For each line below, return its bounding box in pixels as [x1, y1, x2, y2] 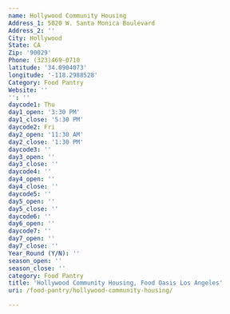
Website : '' [8, 85, 48, 94]
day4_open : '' [8, 175, 56, 184]
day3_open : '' [8, 153, 56, 161]
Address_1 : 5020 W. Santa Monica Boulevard [8, 19, 156, 27]
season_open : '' [8, 256, 62, 264]
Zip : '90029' [8, 49, 52, 57]
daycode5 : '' [8, 189, 52, 198]
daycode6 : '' [8, 213, 52, 221]
